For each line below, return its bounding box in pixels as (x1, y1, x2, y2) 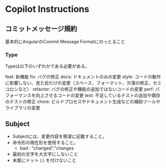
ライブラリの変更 (5, 105, 40, 111)
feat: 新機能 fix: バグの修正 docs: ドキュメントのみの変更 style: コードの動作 (5, 74, 161, 80)
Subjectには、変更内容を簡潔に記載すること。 (12, 133, 107, 140)
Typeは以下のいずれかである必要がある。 (5, 63, 90, 69)
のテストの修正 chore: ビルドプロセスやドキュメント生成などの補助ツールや (5, 98, 161, 105)
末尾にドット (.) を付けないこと (12, 158, 76, 164)
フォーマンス (5, 92, 31, 98)
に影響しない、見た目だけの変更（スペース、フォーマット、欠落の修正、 (5, 80, 154, 86)
